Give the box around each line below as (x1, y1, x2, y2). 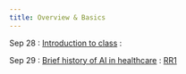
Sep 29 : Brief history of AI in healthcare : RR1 (9, 54, 177, 65)
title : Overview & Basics (9, 12, 106, 22)
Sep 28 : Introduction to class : (9, 37, 123, 48)
